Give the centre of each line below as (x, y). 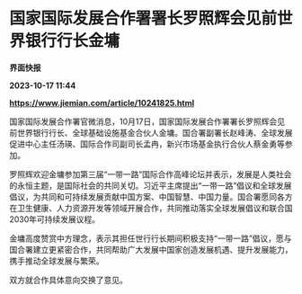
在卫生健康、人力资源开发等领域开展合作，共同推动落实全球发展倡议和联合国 (151, 208)
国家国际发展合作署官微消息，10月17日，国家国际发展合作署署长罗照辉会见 (147, 121)
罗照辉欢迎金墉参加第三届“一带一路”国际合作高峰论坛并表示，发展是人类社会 (151, 174)
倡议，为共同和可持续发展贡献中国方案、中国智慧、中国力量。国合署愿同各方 (151, 196)
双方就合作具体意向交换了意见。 (68, 280)
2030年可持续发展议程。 (55, 219)
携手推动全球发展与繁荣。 (57, 261)
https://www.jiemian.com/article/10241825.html (102, 102)
